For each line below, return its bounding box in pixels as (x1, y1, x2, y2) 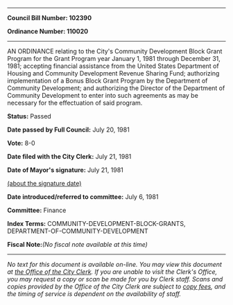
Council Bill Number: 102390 (7, 14, 92, 21)
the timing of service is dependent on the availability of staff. (7, 290, 182, 298)
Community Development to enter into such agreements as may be (7, 91, 199, 99)
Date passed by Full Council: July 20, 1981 (7, 125, 130, 134)
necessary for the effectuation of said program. (7, 98, 143, 107)
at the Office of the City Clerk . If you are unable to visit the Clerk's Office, (7, 268, 218, 276)
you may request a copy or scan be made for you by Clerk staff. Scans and (7, 275, 223, 283)
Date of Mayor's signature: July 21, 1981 (7, 166, 123, 174)
